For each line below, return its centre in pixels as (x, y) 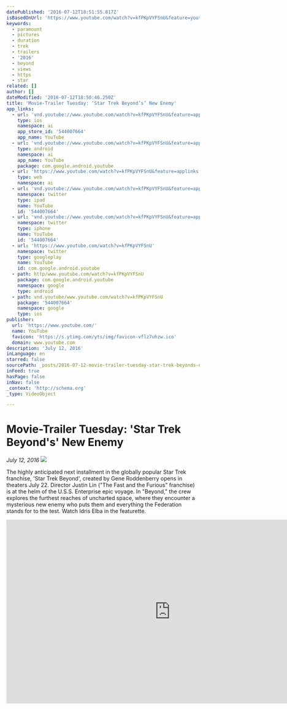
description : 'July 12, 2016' (45, 348)
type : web (30, 177)
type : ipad (31, 200)
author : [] (20, 92)
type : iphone (34, 229)
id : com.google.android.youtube (59, 268)
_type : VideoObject (31, 394)
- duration (26, 40)
